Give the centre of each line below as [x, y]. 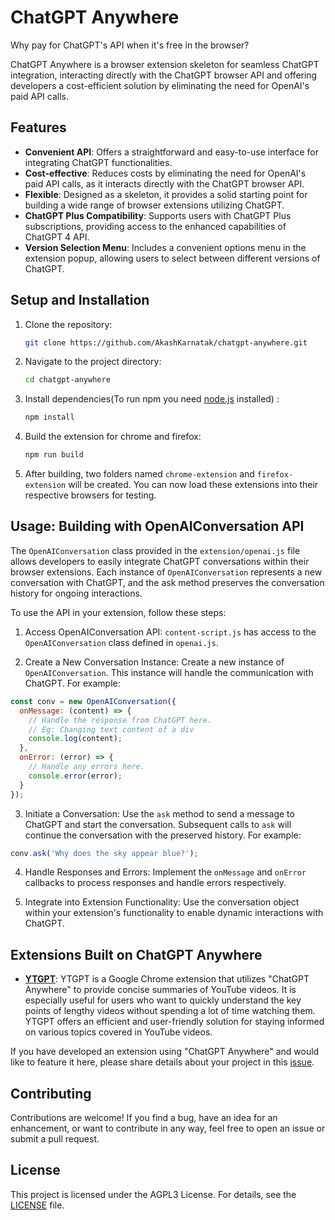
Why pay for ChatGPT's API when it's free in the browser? [130, 45]
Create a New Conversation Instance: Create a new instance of [154, 662]
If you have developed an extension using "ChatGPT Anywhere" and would [165, 1052]
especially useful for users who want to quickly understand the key [163, 1000]
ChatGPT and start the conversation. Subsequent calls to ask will [158, 824]
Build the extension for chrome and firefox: [113, 437]
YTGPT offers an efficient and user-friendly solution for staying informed [174, 1022]
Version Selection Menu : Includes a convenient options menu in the [165, 247]
